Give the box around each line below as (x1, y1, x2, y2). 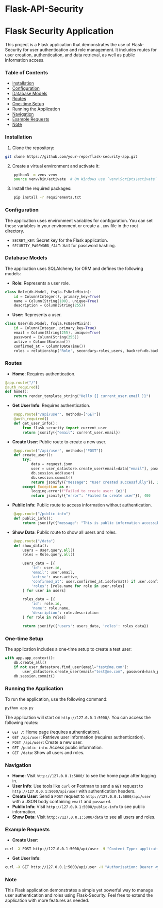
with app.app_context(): (5, 656, 55, 661)
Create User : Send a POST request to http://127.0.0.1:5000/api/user (12, 793, 151, 799)
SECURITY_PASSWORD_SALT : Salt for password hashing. (12, 242, 116, 248)
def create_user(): (14, 453, 53, 457)
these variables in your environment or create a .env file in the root (5, 222, 138, 229)
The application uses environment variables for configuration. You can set (5, 218, 153, 223)
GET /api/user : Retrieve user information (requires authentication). (12, 734, 146, 740)
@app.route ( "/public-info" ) (14, 511, 70, 517)
